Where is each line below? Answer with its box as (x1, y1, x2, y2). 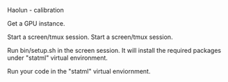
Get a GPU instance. (7, 19, 65, 27)
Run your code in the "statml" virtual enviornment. (7, 67, 151, 75)
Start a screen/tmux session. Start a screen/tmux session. (7, 33, 173, 41)
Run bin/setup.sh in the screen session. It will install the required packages (7, 47, 221, 54)
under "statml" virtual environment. (7, 54, 108, 62)
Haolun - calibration (7, 6, 65, 14)
